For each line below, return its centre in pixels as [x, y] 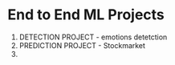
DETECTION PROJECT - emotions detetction [93, 37]
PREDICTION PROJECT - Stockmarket [82, 45]
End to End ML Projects [86, 15]
